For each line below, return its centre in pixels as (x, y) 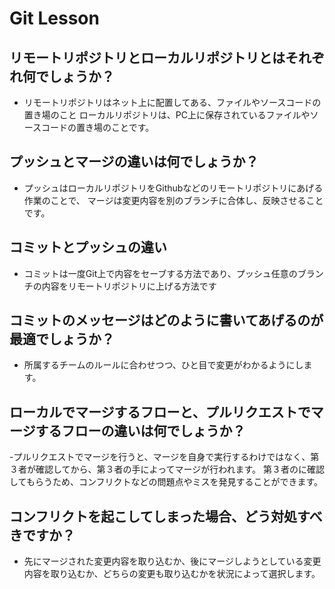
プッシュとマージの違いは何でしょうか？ (134, 162)
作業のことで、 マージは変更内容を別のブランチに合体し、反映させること (173, 200)
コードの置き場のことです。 (98, 127)
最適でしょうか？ (62, 339)
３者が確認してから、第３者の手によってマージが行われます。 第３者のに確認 (167, 469)
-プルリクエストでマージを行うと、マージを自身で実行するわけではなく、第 (164, 457)
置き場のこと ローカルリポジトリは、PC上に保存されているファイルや (167, 115)
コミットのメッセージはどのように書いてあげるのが (166, 320)
